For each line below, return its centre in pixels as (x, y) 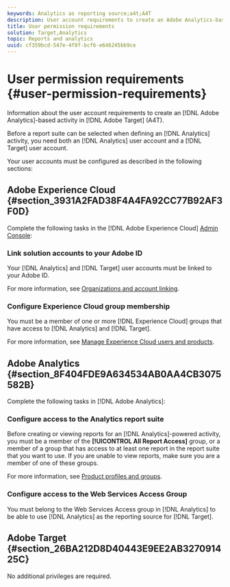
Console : (20, 235)
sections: (20, 168)
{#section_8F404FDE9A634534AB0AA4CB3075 (114, 374)
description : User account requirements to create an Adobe (95, 20)
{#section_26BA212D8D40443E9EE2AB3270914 (114, 549)
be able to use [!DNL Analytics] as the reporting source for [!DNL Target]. (110, 516)
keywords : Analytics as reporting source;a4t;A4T (79, 13)
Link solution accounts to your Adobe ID (75, 253)
